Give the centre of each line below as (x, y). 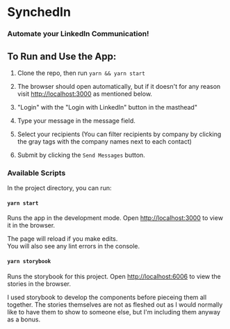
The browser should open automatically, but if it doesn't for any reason (119, 86)
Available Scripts (36, 173)
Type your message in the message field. (76, 120)
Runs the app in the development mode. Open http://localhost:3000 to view (115, 218)
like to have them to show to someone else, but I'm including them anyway (114, 312)
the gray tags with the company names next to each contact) (105, 141)
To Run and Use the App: (62, 56)
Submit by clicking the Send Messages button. (81, 155)
